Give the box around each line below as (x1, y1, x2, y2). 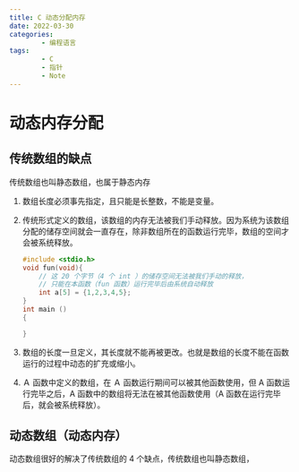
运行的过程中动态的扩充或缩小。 (21, 357, 141, 368)
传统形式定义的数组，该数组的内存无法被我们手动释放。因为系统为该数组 (21, 214, 289, 225)
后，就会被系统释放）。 (21, 399, 106, 410)
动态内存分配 (9, 113, 105, 133)
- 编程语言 (41, 38, 77, 47)
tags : (9, 47, 30, 56)
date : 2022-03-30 (9, 21, 74, 30)
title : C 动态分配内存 (9, 13, 86, 22)
